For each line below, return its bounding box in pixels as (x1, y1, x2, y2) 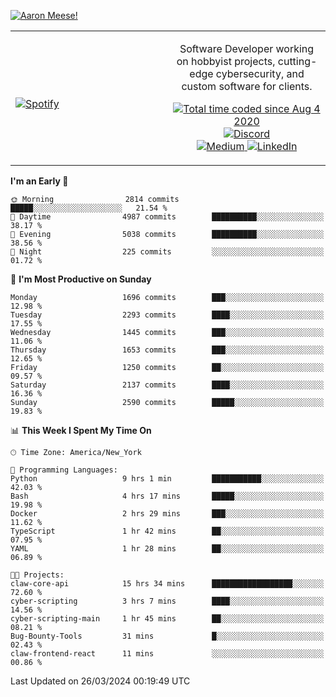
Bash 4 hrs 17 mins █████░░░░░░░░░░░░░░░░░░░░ (10, 491, 325, 501)
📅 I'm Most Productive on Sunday (10, 273, 152, 285)
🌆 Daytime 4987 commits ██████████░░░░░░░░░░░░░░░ (10, 212, 325, 222)
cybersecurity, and (215, 67, 305, 80)
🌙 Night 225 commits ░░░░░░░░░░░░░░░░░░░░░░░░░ (10, 247, 325, 257)
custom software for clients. (181, 80, 313, 93)
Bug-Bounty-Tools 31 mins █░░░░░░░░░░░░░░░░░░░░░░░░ (10, 631, 325, 641)
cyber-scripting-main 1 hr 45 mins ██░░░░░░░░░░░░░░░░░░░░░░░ (10, 614, 325, 624)
